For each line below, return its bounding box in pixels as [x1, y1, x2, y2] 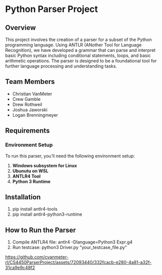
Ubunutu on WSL [12, 168, 49, 174]
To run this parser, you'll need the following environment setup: [5, 153, 135, 159]
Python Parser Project [5, 3, 98, 15]
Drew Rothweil [12, 101, 42, 107]
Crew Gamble [12, 96, 41, 102]
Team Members [5, 77, 55, 86]
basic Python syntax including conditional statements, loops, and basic [5, 52, 151, 58]
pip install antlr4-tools [12, 206, 58, 212]
